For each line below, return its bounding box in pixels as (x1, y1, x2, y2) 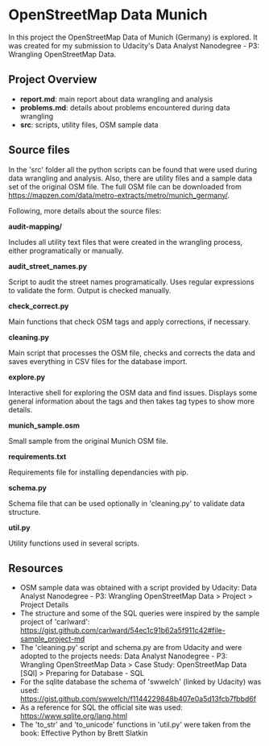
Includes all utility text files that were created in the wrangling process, (8, 237, 243, 247)
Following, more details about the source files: (8, 205, 162, 215)
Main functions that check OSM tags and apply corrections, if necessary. (8, 317, 251, 326)
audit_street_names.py (8, 261, 88, 271)
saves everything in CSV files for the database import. (8, 356, 188, 366)
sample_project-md (19, 634, 85, 644)
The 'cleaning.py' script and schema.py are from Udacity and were (19, 643, 242, 653)
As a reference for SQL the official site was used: (19, 702, 183, 712)
